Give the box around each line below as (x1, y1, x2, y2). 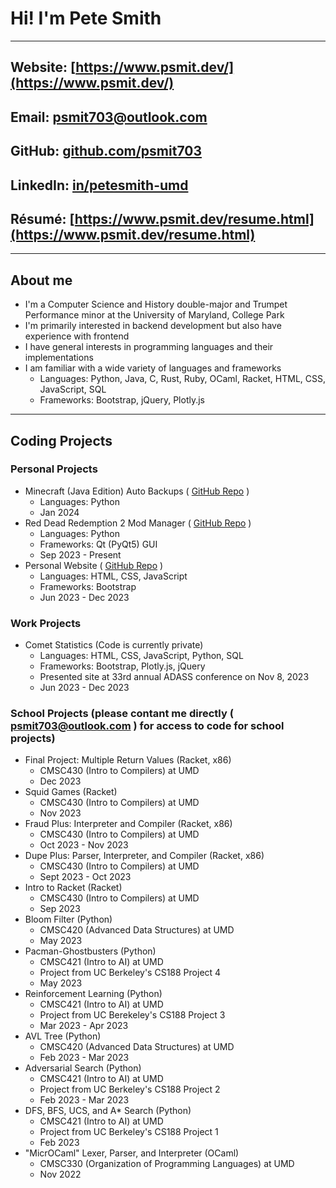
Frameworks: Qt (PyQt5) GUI (39, 538, 158, 550)
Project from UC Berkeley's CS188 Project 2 (39, 1083, 221, 1096)
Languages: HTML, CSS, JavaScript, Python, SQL (39, 650, 244, 662)
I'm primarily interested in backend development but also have (24, 320, 282, 332)
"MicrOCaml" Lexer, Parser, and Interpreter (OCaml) (24, 1147, 240, 1159)
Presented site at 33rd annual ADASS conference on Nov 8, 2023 (39, 671, 310, 683)
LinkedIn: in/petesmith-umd (10, 177, 189, 194)
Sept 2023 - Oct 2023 (39, 871, 132, 883)
